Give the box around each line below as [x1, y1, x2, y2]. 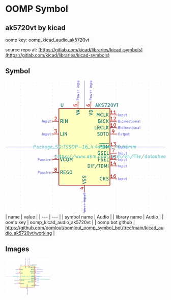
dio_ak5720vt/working [5, 230, 52, 236]
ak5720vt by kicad [5, 23, 66, 32]
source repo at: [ [5, 47, 40, 52]
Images [5, 245, 30, 253]
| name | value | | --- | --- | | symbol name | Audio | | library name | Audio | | [5, 213, 164, 220]
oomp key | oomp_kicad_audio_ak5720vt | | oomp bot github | [5, 219, 135, 225]
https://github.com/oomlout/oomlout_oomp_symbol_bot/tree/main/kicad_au [5, 225, 164, 231]
